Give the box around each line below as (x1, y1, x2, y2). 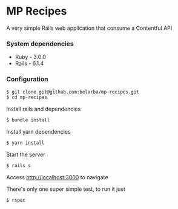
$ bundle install (6, 117, 50, 123)
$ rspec (6, 197, 26, 203)
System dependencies (6, 39, 74, 48)
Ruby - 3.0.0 (15, 53, 47, 61)
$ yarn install (6, 140, 45, 146)
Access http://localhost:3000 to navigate (6, 173, 108, 180)
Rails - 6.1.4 (15, 60, 44, 67)
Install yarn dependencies (6, 128, 71, 135)
